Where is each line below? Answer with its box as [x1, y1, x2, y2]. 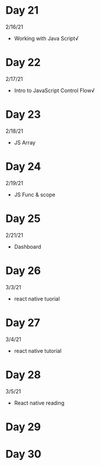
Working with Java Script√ [14, 35, 79, 42]
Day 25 [5, 212, 41, 225]
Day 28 [5, 368, 41, 381]
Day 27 [5, 316, 41, 329]
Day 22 [5, 56, 41, 69]
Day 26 [5, 264, 41, 277]
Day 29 [5, 420, 41, 433]
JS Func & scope [14, 191, 56, 198]
